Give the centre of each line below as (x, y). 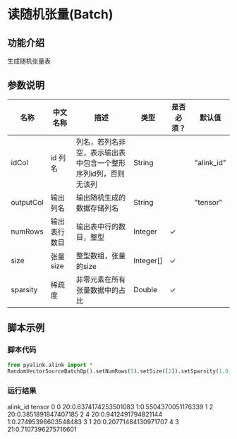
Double (145, 289)
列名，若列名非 (101, 142)
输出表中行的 (97, 227)
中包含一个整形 (101, 163)
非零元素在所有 (101, 279)
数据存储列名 (97, 208)
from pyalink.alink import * (50, 365)
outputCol (27, 202)
